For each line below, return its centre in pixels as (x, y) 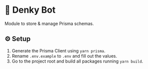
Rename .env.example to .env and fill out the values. (64, 56)
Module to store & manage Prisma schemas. (49, 23)
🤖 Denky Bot (30, 10)
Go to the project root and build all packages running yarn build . (77, 61)
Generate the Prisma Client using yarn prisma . (59, 50)
